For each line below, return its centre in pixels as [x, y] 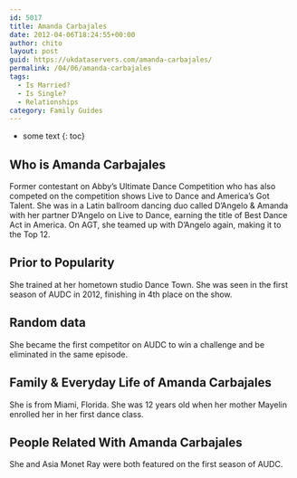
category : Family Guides [56, 110]
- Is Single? [42, 93]
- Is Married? [44, 85]
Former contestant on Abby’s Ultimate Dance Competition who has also [143, 186]
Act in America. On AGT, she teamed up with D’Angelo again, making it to [145, 225]
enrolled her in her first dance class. [77, 414]
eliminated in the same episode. [69, 354]
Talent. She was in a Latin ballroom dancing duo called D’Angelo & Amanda [149, 206]
